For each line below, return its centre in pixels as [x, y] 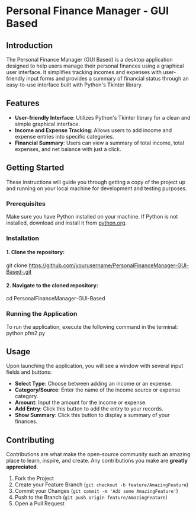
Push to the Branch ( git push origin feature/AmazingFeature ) [91, 497]
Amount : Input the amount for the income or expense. [81, 403]
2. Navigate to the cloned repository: [52, 285]
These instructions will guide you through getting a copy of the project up [96, 182]
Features [23, 103]
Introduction [30, 45]
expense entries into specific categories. [64, 136]
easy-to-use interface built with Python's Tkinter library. [75, 85]
